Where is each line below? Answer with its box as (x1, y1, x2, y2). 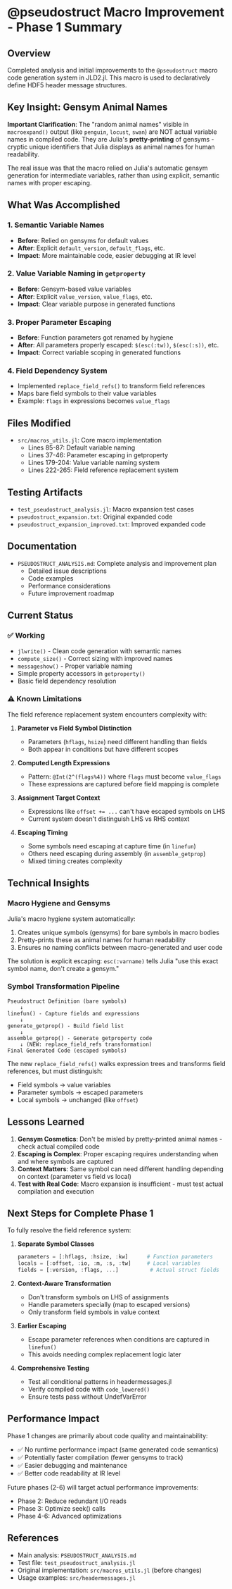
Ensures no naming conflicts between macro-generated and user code (17, 943, 223, 951)
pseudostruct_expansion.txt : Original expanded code (17, 512, 173, 521)
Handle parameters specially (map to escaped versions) (27, 1301, 191, 1309)
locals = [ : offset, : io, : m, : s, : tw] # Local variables (17, 1260, 201, 1267)
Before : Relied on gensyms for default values (17, 236, 149, 245)
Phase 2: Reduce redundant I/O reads (17, 1497, 127, 1505)
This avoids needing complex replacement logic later (27, 1350, 181, 1359)
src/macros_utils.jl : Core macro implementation (17, 436, 162, 445)
